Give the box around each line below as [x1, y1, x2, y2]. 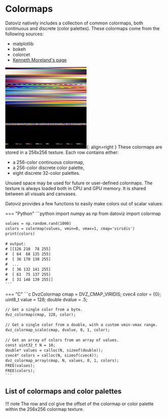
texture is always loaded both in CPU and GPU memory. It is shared [5, 185, 146, 191]
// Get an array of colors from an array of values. [5, 337, 119, 343]
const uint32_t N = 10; [5, 343, 56, 348]
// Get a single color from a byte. [5, 307, 83, 312]
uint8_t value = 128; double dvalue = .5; [5, 296, 88, 302]
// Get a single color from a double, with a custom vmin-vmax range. [5, 322, 158, 327]
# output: [5, 241, 26, 246]
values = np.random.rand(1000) [5, 221, 72, 226]
